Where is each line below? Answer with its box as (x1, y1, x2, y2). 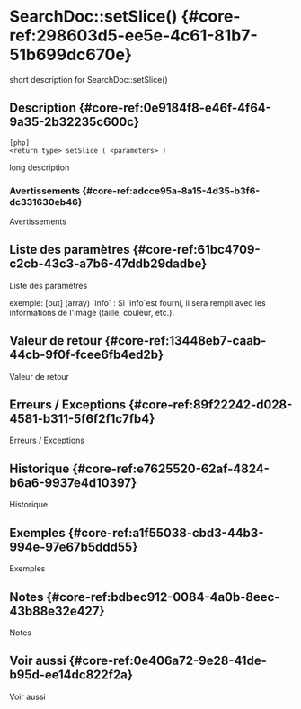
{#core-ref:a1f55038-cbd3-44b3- (67, 525, 264, 541)
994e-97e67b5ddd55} (9, 539, 138, 554)
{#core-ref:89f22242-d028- (128, 398, 293, 413)
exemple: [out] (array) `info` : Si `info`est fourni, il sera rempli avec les (9, 297, 267, 308)
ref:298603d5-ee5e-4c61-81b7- (9, 25, 258, 46)
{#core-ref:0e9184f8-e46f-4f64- (78, 101, 272, 116)
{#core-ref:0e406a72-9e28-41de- (68, 653, 267, 669)
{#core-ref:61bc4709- (132, 242, 261, 257)
